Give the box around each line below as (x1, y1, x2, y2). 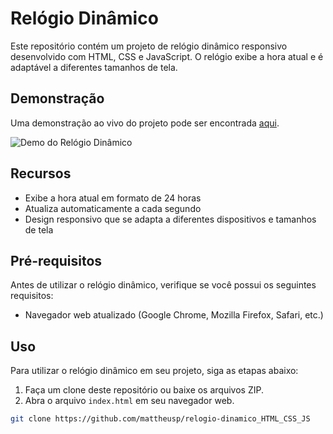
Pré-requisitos (10, 252, 103, 269)
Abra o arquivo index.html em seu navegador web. (24, 395, 235, 407)
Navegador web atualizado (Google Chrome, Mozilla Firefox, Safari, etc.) (24, 309, 324, 321)
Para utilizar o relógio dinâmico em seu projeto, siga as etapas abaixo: (10, 365, 299, 377)
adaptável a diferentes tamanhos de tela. (10, 61, 178, 73)
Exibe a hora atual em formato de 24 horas (24, 192, 202, 204)
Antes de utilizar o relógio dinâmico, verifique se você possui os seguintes (10, 279, 317, 291)
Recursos (10, 165, 72, 182)
